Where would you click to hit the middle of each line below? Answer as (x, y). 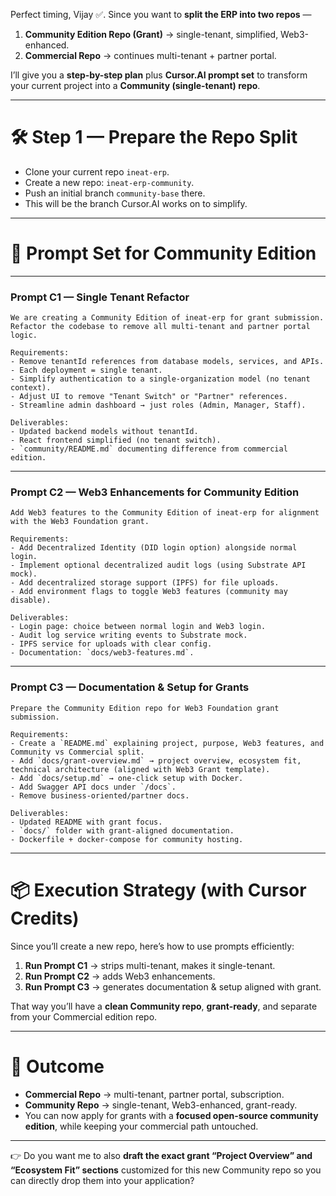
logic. (24, 335)
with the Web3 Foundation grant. (80, 522)
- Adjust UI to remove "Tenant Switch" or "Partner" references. (149, 397)
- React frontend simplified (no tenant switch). (116, 440)
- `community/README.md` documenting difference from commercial (149, 449)
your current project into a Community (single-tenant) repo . (135, 85)
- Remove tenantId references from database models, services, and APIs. (167, 362)
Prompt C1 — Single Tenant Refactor (100, 297)
